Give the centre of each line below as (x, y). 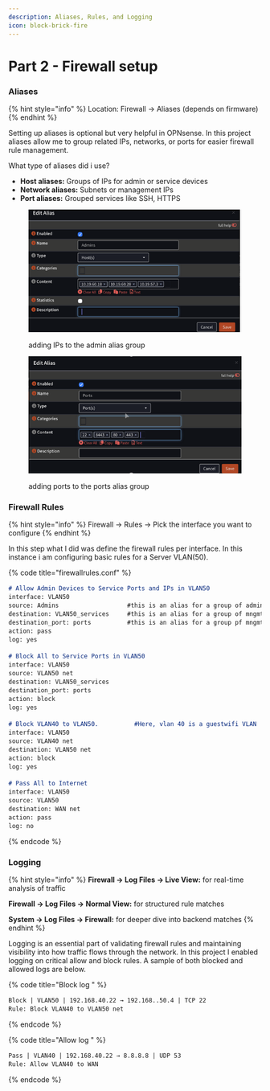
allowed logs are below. (47, 970)
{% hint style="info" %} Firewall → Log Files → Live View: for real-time (126, 880)
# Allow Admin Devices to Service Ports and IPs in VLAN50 (109, 589)
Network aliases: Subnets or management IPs (97, 190)
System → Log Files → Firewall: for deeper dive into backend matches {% (131, 920)
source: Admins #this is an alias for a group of (125, 606)
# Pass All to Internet (48, 784)
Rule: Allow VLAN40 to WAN (53, 1064)
